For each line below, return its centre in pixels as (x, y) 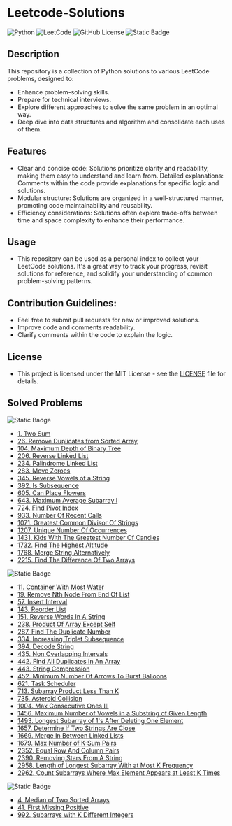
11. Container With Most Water (61, 587)
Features (27, 151)
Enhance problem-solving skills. (63, 92)
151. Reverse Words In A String (61, 616)
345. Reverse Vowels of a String (64, 478)
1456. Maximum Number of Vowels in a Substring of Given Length (112, 713)
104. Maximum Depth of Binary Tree (69, 448)
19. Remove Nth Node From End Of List (73, 594)
